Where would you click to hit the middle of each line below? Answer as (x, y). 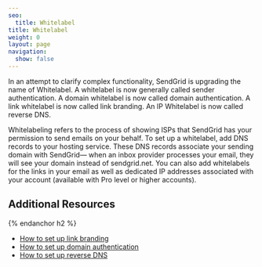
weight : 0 (24, 37)
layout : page (29, 45)
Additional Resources (62, 204)
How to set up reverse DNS (64, 254)
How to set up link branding (64, 238)
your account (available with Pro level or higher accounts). (102, 179)
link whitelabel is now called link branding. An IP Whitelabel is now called (126, 106)
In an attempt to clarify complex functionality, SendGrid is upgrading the (125, 81)
